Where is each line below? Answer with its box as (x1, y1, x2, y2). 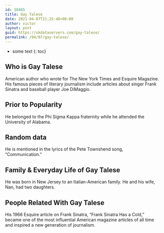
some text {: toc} (12, 48, 47, 54)
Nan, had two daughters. (5, 184, 55, 190)
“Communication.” (5, 152, 42, 157)
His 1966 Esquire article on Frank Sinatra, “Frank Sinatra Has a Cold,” (5, 211, 145, 217)
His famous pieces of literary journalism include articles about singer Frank (5, 81, 157, 87)
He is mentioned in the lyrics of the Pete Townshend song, (5, 146, 124, 152)
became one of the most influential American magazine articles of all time (5, 217, 154, 223)
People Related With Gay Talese (5, 198, 105, 207)
